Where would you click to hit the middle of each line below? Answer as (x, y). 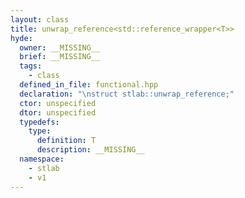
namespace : (42, 159)
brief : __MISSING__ (60, 57)
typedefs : (39, 122)
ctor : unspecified (58, 103)
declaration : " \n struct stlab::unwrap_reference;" (127, 94)
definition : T (66, 141)
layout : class (40, 19)
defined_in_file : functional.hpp (89, 85)
